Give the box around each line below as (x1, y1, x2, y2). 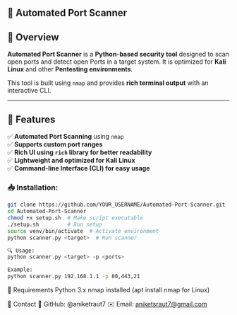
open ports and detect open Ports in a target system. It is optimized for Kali (7, 57, 226, 66)
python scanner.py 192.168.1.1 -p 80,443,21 (7, 273, 140, 280)
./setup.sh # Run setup (7, 221, 102, 228)
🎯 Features (7, 113, 56, 125)
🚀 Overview (7, 31, 59, 43)
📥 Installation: (7, 182, 59, 192)
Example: (7, 266, 33, 273)
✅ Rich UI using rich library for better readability (7, 148, 152, 156)
